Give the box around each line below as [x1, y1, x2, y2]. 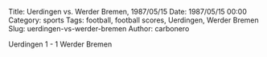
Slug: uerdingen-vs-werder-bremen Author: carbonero [8, 24, 190, 33]
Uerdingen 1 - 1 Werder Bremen [8, 39, 113, 49]
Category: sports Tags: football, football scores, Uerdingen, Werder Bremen [8, 15, 259, 25]
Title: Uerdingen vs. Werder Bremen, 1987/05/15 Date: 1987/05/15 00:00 [8, 7, 247, 16]
